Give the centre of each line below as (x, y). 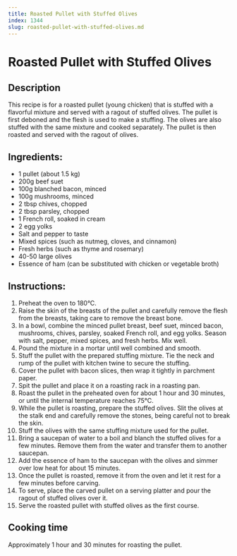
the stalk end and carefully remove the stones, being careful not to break (124, 416)
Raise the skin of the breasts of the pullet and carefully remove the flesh (123, 310)
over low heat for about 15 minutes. (69, 468)
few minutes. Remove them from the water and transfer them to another (123, 446)
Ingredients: (35, 157)
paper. (28, 378)
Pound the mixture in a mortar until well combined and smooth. (110, 348)
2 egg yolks (35, 226)
